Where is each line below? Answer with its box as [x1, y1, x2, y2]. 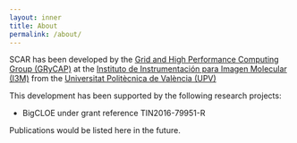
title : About [9, 21, 58, 30]
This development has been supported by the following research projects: [9, 90, 282, 101]
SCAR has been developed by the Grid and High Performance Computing [9, 55, 279, 65]
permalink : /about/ [9, 29, 82, 38]
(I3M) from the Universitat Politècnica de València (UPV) [9, 73, 216, 84]
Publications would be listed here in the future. [9, 125, 181, 136]
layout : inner [9, 13, 63, 22]
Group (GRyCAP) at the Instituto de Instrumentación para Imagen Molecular [9, 63, 288, 74]
